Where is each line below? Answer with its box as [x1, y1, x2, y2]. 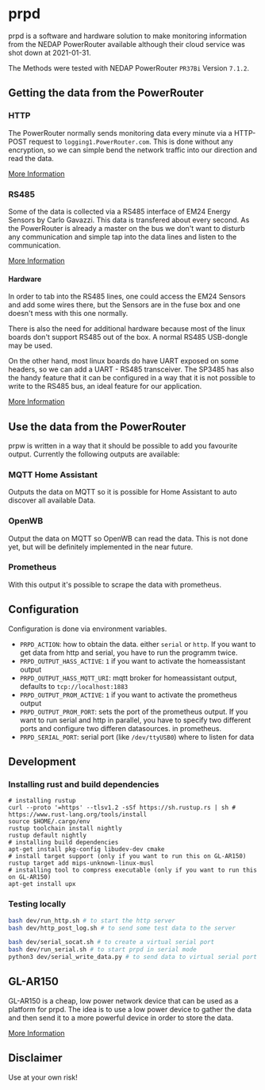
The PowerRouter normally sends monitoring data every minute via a [8, 128, 232, 137]
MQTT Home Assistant [8, 469, 98, 480]
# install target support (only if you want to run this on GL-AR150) [8, 853, 247, 861]
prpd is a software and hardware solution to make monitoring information [8, 31, 248, 40]
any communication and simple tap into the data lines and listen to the [8, 232, 237, 241]
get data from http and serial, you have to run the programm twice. [19, 648, 238, 657]
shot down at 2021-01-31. [8, 48, 91, 57]
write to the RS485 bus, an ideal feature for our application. [8, 382, 202, 391]
